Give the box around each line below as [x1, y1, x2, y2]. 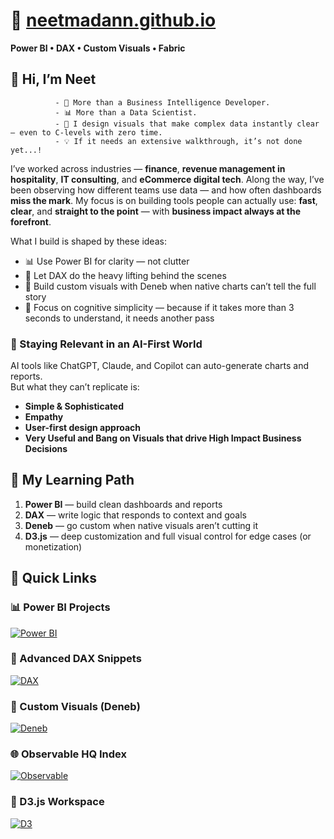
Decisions [24, 443, 68, 455]
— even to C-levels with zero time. [10, 127, 163, 138]
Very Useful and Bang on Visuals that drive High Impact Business [24, 432, 302, 444]
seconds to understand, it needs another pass [24, 312, 215, 324]
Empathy [24, 411, 64, 423]
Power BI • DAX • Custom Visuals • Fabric [10, 42, 186, 54]
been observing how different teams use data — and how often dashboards [10, 184, 322, 196]
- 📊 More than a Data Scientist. [54, 107, 198, 118]
